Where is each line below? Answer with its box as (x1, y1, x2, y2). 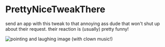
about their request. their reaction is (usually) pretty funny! (5, 26, 129, 32)
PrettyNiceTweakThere (5, 4, 106, 15)
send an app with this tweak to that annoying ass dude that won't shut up (5, 20, 160, 27)
